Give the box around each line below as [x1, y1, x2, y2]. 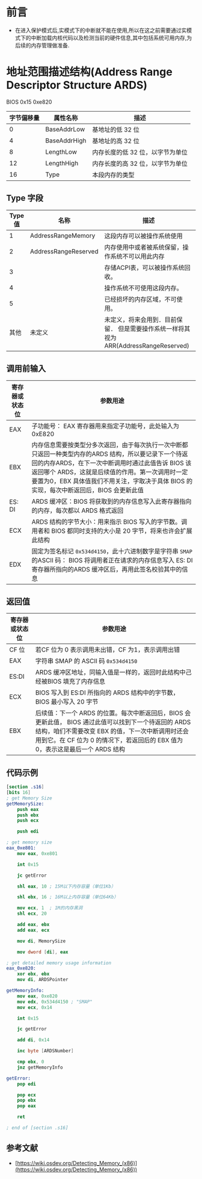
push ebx [17, 812, 39, 818]
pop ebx [17, 1098, 36, 1104]
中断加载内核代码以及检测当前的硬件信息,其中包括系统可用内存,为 [31, 34, 192, 41]
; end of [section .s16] [6, 1125, 69, 1131]
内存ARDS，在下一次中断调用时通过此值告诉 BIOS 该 [43, 459, 192, 467]
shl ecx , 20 [17, 910, 47, 917]
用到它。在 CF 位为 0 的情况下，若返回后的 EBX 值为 [35, 736, 183, 745]
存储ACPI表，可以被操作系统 [104, 263, 185, 272]
